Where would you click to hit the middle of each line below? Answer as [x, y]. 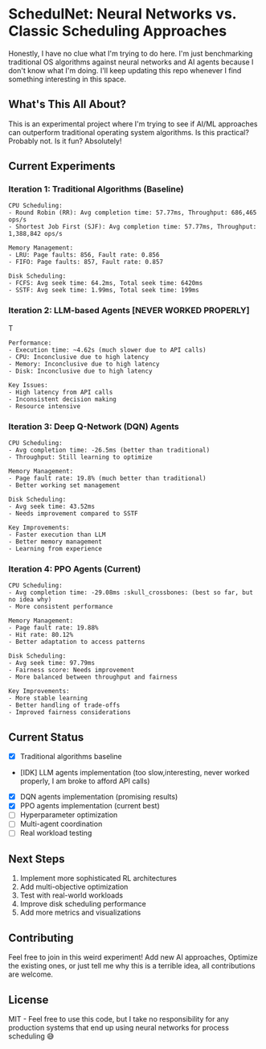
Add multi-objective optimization [74, 887]
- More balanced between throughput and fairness [93, 677]
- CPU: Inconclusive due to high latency [79, 357]
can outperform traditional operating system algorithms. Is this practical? [129, 132]
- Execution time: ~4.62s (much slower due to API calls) [107, 350]
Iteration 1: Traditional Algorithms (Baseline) [96, 189]
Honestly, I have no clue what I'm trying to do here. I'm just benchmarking [131, 53]
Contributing [41, 937]
